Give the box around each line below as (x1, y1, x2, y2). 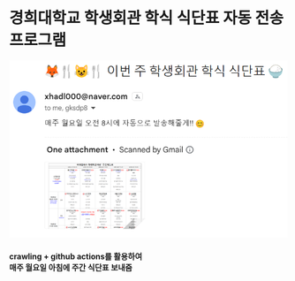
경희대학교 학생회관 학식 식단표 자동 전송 (9, 8, 284, 28)
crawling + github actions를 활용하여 (9, 251, 143, 262)
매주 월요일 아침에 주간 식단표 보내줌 (9, 262, 132, 272)
